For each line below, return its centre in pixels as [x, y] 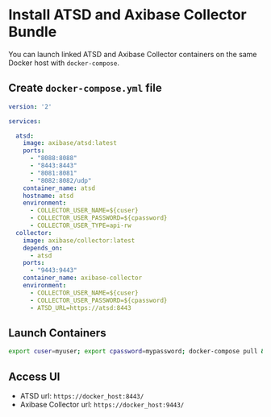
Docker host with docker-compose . [64, 63]
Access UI [34, 376]
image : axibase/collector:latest [79, 240]
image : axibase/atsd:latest [70, 143]
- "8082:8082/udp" [60, 180]
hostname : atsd [48, 196]
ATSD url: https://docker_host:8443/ [82, 396]
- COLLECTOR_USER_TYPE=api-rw [80, 225]
